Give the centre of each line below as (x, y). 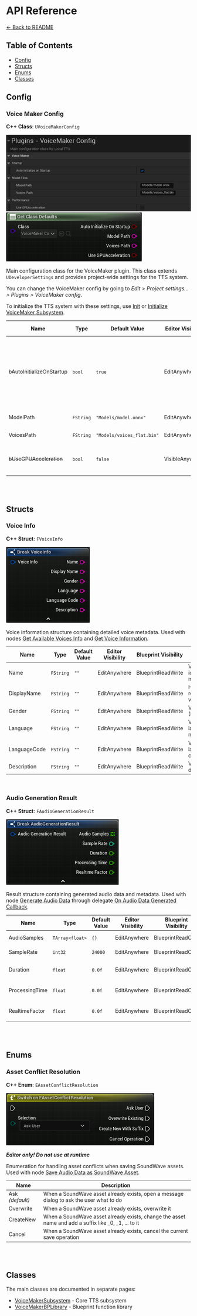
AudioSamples (26, 937)
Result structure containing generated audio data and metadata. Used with (96, 894)
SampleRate (23, 952)
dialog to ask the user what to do (82, 1200)
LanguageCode (27, 749)
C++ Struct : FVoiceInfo (35, 538)
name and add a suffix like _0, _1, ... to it (91, 1222)
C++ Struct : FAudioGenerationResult (50, 811)
